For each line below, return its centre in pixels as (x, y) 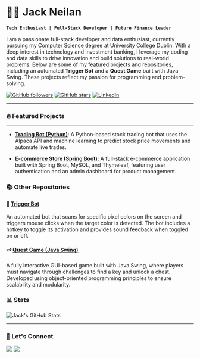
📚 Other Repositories (38, 187)
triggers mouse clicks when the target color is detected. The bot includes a (98, 223)
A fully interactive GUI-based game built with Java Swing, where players (95, 265)
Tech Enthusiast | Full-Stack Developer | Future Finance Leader (89, 28)
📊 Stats (18, 300)
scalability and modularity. (38, 284)
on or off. (17, 236)
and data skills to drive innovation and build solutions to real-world (88, 58)
